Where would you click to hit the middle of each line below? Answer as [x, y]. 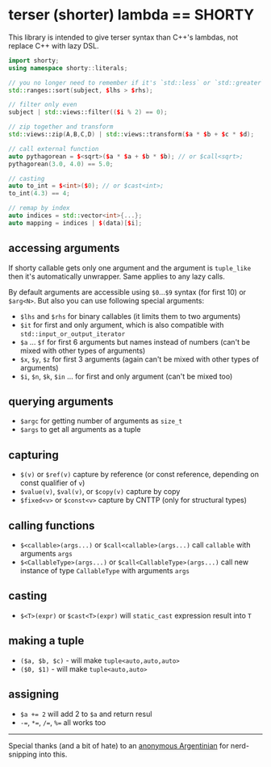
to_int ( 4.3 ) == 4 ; [39, 194]
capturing [33, 455]
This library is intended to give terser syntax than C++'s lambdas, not [123, 37]
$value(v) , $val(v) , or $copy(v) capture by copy [100, 492]
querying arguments [61, 402]
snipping [23, 754]
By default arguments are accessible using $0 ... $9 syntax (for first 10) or [127, 291]
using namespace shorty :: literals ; [68, 68]
